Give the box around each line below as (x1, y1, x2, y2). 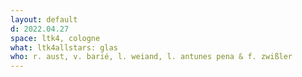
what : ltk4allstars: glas (10, 42, 118, 53)
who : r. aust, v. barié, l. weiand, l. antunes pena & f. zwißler (10, 52, 293, 62)
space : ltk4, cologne (10, 33, 101, 43)
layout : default (10, 14, 78, 25)
